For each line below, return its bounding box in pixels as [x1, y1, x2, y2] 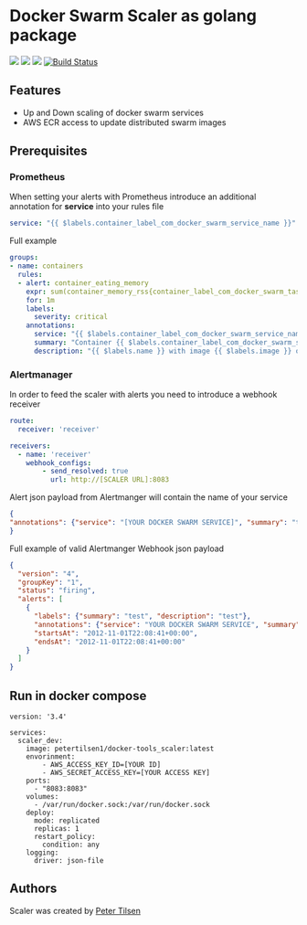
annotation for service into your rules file [9, 201, 164, 212]
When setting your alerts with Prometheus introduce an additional [9, 191, 257, 202]
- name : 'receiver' [17, 450, 92, 459]
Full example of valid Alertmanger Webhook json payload [9, 543, 225, 554]
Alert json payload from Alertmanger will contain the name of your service [9, 492, 288, 503]
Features [9, 83, 61, 99]
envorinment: [26, 752, 76, 761]
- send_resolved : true [42, 467, 129, 476]
